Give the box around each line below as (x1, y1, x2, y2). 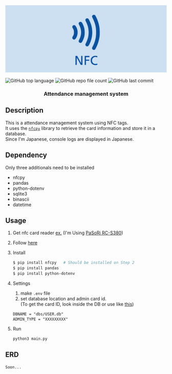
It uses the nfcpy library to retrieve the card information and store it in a (5, 125, 155, 131)
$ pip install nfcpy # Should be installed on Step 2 (12, 260, 135, 266)
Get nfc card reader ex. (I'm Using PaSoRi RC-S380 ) (12, 230, 123, 236)
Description (5, 106, 44, 115)
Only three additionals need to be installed (5, 164, 95, 170)
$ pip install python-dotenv (12, 271, 75, 276)
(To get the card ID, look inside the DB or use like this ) (20, 301, 134, 307)
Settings (12, 280, 31, 287)
